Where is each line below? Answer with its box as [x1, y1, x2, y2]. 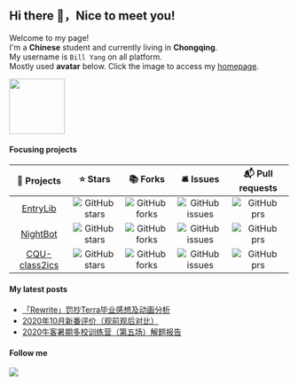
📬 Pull [243, 168, 273, 180]
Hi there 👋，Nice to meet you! [9, 8, 176, 24]
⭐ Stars [78, 173, 111, 185]
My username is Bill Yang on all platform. [9, 51, 162, 62]
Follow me [9, 347, 48, 358]
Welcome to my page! [9, 32, 90, 43]
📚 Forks [128, 173, 166, 185]
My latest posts [9, 283, 68, 295]
